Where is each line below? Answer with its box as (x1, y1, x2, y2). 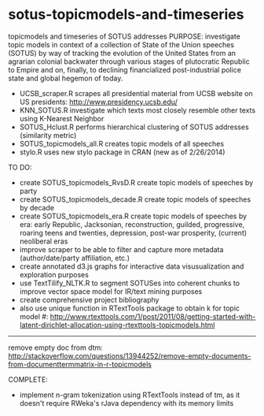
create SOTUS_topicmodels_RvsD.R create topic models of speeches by (19, 177, 254, 187)
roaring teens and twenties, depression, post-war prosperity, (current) (19, 228, 247, 237)
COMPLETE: (8, 374, 49, 384)
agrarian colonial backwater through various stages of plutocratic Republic (8, 57, 250, 66)
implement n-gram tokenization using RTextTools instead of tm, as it (19, 390, 240, 399)
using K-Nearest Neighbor (19, 113, 104, 123)
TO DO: (8, 162, 33, 172)
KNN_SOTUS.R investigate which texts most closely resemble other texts (19, 105, 256, 115)
